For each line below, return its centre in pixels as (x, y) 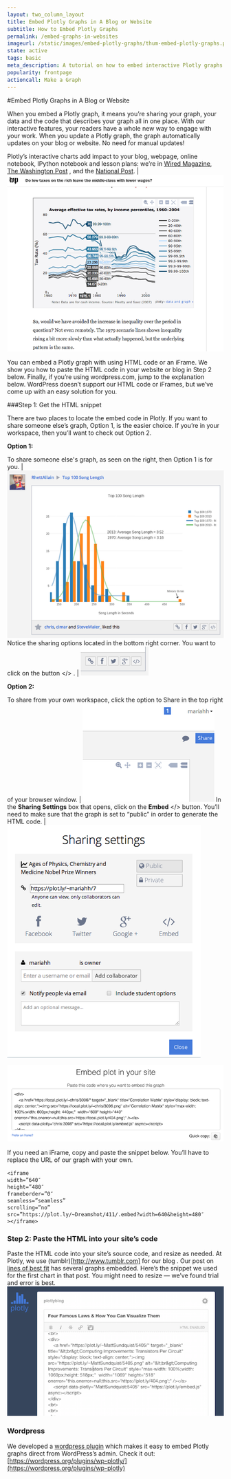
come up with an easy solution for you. (62, 391)
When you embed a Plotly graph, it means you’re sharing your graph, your (112, 114)
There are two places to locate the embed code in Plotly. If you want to (107, 418)
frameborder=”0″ (30, 1194)
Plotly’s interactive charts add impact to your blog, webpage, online (102, 156)
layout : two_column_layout (46, 14)
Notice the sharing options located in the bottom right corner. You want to (111, 643)
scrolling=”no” (29, 1207)
